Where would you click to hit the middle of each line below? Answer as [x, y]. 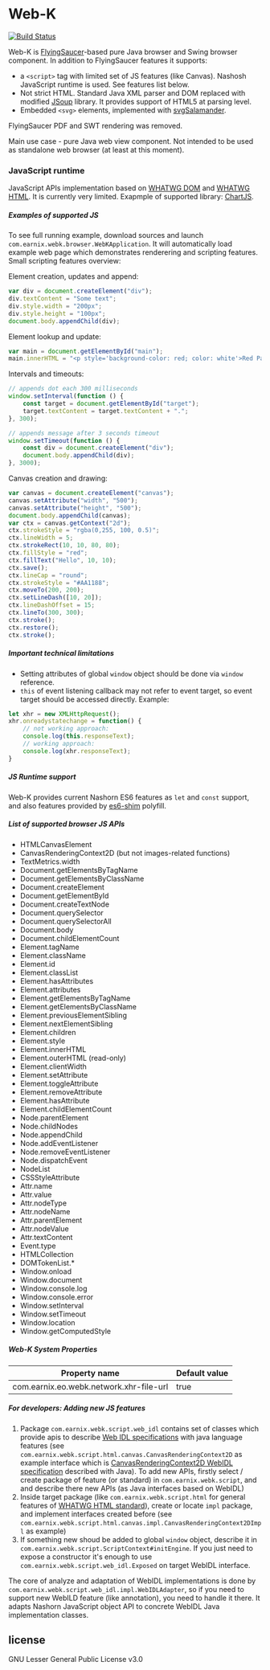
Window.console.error [57, 1297]
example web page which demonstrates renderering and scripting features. [133, 252]
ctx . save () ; [28, 567]
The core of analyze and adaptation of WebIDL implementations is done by [132, 1581]
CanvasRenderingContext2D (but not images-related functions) [125, 853]
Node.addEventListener [59, 1143]
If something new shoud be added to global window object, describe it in [138, 1539]
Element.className [53, 955]
